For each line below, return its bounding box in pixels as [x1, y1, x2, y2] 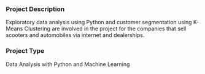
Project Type [6, 47, 45, 55]
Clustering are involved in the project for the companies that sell [24, 25, 187, 32]
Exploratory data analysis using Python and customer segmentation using [6, 19, 192, 26]
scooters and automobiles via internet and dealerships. [6, 32, 145, 39]
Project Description [6, 5, 65, 13]
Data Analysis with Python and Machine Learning [6, 60, 130, 68]
